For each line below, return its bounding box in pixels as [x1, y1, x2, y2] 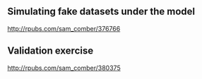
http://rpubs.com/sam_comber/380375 [7, 63, 121, 72]
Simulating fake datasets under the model [7, 6, 196, 18]
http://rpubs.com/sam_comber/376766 [7, 24, 121, 32]
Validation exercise [7, 45, 94, 57]
